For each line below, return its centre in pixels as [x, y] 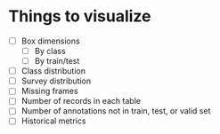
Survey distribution [56, 81]
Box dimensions [51, 41]
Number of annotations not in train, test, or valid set [116, 111]
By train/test [57, 61]
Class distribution [53, 71]
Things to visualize [80, 16]
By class [50, 51]
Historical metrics [53, 121]
